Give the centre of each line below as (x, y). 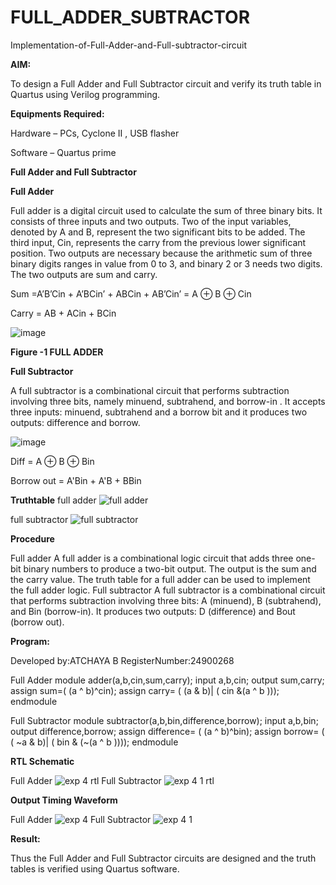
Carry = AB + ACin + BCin (63, 313)
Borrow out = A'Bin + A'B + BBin (76, 480)
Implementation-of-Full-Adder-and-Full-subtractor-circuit (129, 45)
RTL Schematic (42, 761)
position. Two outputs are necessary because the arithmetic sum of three (161, 253)
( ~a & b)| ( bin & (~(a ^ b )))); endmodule (94, 742)
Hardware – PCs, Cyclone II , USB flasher (95, 133)
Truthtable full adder (53, 500)
